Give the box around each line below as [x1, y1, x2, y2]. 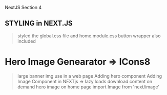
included [17, 38, 36, 44]
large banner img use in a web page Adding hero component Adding [17, 73, 162, 79]
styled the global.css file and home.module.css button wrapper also [17, 33, 161, 39]
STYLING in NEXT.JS [5, 19, 73, 28]
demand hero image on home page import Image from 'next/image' [17, 84, 160, 90]
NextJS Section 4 [5, 5, 42, 10]
